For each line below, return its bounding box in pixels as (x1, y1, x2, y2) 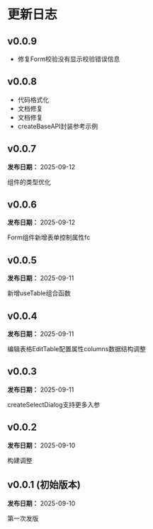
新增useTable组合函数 (7, 289, 71, 297)
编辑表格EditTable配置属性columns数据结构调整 (7, 345, 147, 353)
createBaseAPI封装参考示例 (17, 122, 98, 130)
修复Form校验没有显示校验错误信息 (17, 55, 120, 63)
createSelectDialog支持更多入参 (7, 400, 101, 409)
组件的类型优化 (7, 178, 51, 186)
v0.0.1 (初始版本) (7, 479, 81, 491)
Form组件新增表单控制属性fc (7, 233, 91, 241)
